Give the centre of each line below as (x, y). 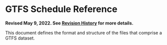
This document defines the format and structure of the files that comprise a (84, 32)
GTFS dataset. (20, 38)
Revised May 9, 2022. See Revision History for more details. (69, 23)
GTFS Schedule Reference (61, 9)
